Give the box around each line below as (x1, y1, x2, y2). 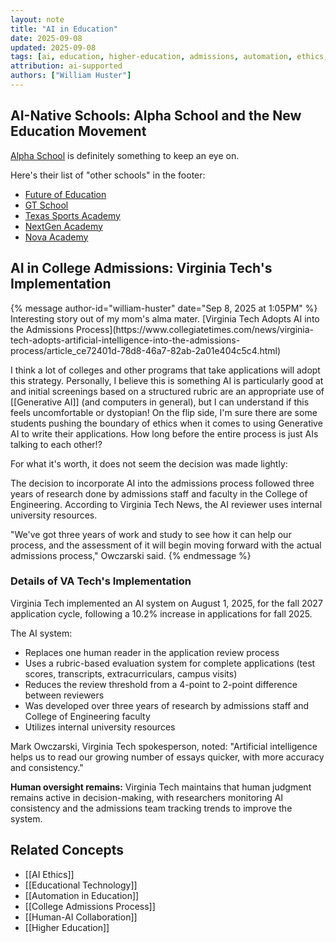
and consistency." (10, 761, 84, 773)
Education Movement (10, 123, 147, 140)
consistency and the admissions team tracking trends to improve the (10, 802, 293, 814)
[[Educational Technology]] (24, 879, 138, 891)
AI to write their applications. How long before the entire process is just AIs (10, 427, 319, 440)
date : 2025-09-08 (10, 33, 83, 43)
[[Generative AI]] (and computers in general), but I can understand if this (10, 396, 310, 408)
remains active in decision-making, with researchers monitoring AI (10, 791, 284, 803)
